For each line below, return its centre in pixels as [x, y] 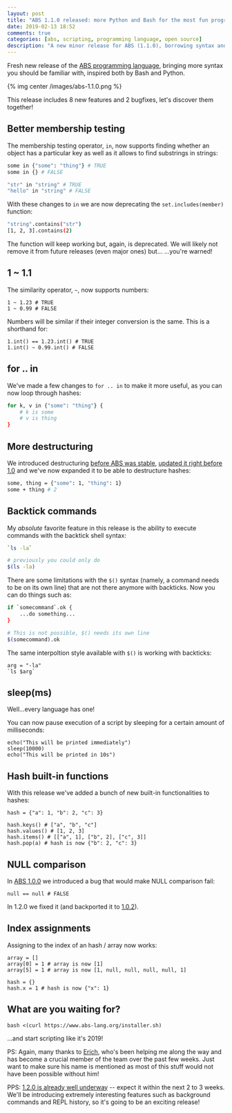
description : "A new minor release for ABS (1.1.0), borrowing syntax [111, 46]
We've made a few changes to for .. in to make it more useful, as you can [115, 385]
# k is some [37, 412]
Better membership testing [66, 129]
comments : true [29, 33]
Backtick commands [52, 511]
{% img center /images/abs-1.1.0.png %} [65, 86]
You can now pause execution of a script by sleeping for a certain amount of [116, 723]
